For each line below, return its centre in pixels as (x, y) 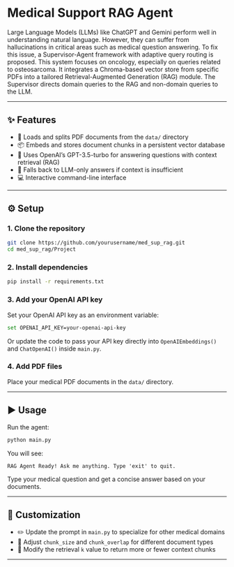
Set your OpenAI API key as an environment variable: (83, 315)
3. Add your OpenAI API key (55, 300)
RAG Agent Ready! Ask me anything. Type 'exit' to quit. (92, 466)
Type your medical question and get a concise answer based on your (106, 479)
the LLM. (20, 91)
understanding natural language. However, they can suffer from (98, 39)
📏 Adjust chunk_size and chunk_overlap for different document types (115, 542)
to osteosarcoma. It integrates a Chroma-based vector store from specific (113, 69)
